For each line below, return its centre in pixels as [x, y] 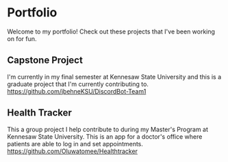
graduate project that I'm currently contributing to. [78, 84]
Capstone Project [45, 60]
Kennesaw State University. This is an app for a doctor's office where [105, 136]
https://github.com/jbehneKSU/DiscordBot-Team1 [77, 91]
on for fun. [22, 38]
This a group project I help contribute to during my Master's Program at [108, 129]
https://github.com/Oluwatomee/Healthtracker [73, 151]
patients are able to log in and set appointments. [75, 144]
